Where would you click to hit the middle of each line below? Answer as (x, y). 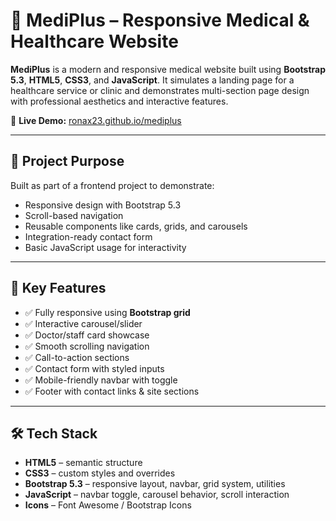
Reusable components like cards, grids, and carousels (136, 226)
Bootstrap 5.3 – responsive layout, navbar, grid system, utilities (155, 484)
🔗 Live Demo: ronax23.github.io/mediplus (96, 120)
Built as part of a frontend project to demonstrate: (112, 185)
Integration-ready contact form (88, 236)
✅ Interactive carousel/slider (83, 323)
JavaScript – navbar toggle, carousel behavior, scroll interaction (157, 495)
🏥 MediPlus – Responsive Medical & (160, 20)
